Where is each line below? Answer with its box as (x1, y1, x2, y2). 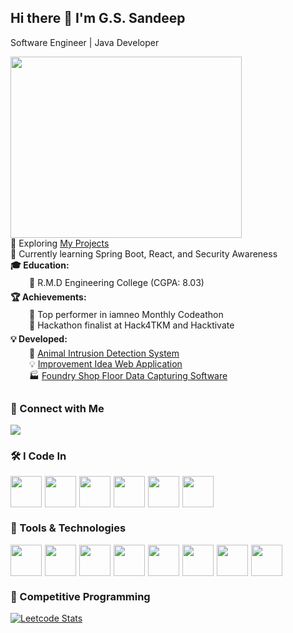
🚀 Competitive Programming (10, 589, 151, 603)
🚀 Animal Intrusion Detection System (29, 347, 180, 359)
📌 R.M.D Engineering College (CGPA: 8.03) (29, 276, 205, 288)
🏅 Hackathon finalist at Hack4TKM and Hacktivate (29, 319, 235, 331)
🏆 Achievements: (10, 291, 87, 303)
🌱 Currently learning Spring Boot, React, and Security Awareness (10, 247, 278, 260)
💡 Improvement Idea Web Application (29, 357, 183, 370)
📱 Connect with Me (10, 401, 105, 415)
